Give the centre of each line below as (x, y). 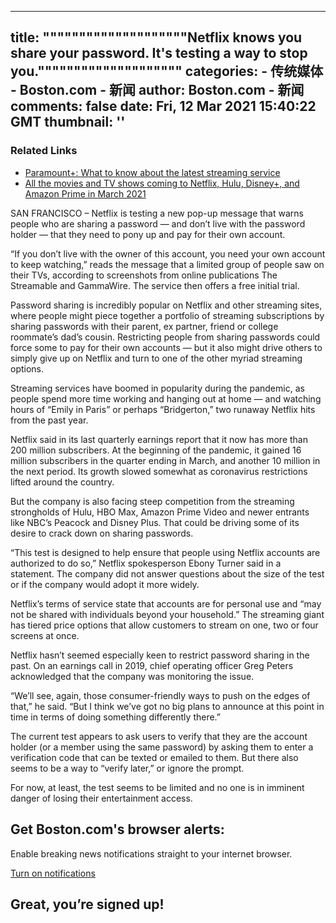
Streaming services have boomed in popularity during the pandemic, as (157, 388)
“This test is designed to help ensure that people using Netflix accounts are (165, 552)
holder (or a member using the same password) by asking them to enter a (162, 747)
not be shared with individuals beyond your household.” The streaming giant (167, 614)
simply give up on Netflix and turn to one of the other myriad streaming (156, 358)
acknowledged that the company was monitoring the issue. (132, 676)
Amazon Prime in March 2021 (85, 193)
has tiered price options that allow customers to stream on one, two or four (164, 625)
